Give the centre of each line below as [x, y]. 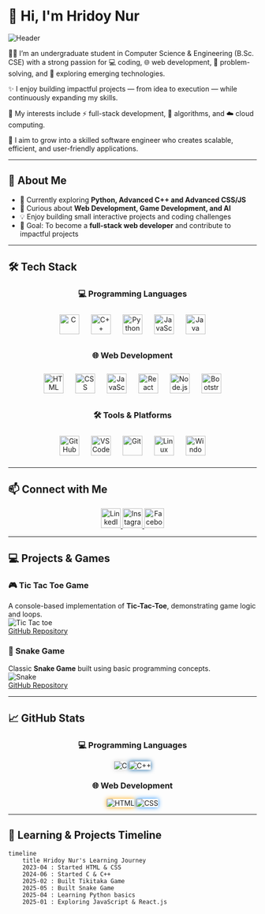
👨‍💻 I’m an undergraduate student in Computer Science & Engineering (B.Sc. [131, 53]
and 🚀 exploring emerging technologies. [100, 73]
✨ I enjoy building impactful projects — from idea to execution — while [123, 88]
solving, [21, 73]
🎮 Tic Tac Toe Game [49, 586]
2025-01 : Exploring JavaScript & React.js [95, 902]
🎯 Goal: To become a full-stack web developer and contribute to [125, 225]
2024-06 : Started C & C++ [67, 874]
